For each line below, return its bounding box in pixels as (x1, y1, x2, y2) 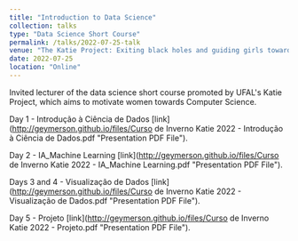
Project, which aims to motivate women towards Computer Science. (9, 96, 257, 107)
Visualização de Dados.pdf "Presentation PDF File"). (9, 195, 201, 205)
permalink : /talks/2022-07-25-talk (9, 37, 141, 47)
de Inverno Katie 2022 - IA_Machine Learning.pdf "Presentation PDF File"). (9, 159, 284, 170)
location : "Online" (9, 63, 82, 72)
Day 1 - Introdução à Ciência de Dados (9, 113, 150, 125)
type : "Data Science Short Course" (9, 29, 141, 38)
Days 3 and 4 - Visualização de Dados (9, 176, 149, 187)
